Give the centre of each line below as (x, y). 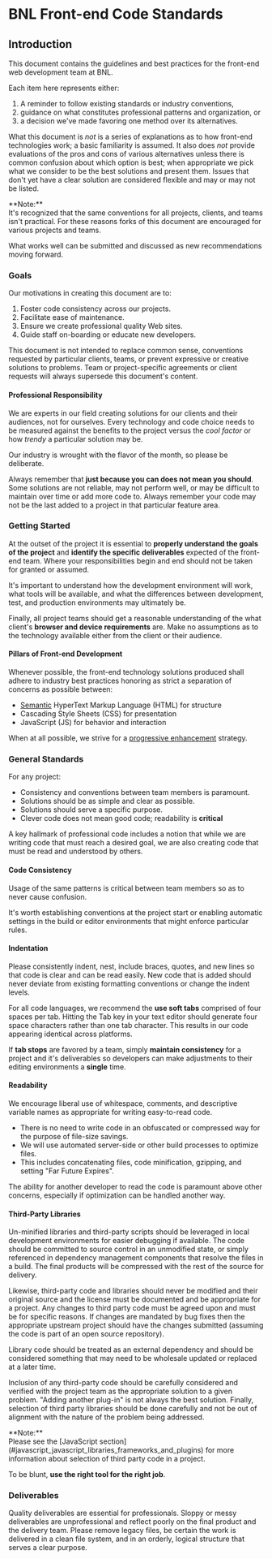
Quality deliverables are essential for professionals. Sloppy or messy (123, 1513)
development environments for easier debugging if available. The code (127, 1241)
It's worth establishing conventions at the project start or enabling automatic (136, 912)
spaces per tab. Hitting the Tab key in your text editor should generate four (133, 1017)
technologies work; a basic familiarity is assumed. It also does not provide (132, 145)
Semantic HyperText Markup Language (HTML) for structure (121, 705)
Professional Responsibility (55, 395)
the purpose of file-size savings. (74, 1136)
